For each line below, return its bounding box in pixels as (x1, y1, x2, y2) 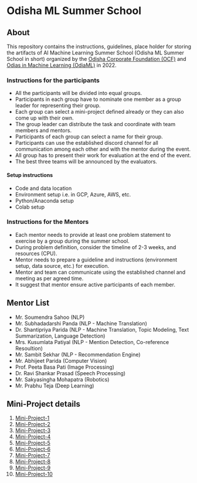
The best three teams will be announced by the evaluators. (15, 158, 158, 165)
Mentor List (6, 298, 50, 308)
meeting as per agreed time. (15, 274, 84, 282)
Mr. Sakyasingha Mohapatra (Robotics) (15, 376, 110, 383)
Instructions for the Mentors (6, 218, 89, 226)
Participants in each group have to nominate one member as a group (15, 96, 181, 103)
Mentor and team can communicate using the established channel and (15, 268, 186, 275)
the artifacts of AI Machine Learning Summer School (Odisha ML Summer (6, 49, 184, 56)
